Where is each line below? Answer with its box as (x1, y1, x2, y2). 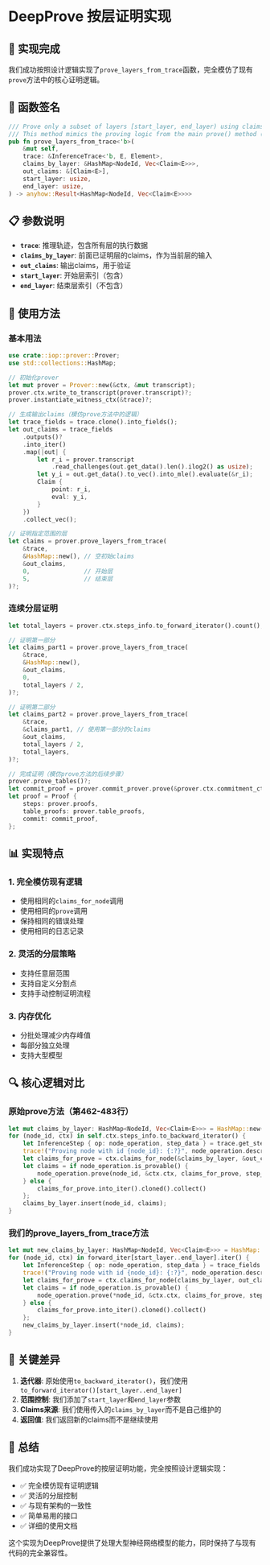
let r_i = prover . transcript (37, 456, 135, 464)
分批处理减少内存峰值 (19, 1030, 91, 1039)
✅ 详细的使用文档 (19, 1521, 78, 1530)
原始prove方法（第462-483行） (8, 1106, 134, 1117)
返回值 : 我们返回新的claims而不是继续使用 (19, 1414, 159, 1424)
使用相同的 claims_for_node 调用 (19, 896, 125, 906)
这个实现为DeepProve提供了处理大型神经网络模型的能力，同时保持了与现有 (8, 1538, 256, 1547)
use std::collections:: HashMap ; (8, 359, 117, 367)
